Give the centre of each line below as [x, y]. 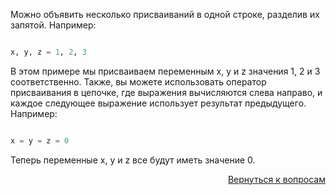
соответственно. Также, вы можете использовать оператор [138, 81]
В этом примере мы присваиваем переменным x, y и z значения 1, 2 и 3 [165, 71]
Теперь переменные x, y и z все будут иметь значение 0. [133, 160]
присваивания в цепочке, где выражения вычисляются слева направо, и [166, 92]
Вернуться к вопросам [276, 179]
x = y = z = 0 [40, 140]
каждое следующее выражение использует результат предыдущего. [158, 103]
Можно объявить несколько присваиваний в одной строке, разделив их [165, 14]
